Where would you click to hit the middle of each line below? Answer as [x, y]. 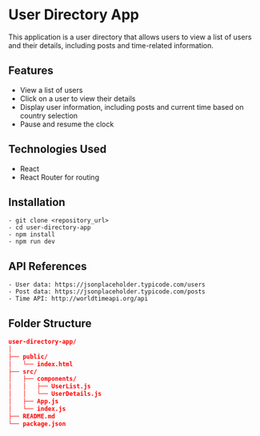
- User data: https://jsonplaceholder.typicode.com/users [107, 285]
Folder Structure [50, 323]
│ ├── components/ [43, 379]
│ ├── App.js [34, 402]
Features [31, 71]
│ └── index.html [41, 364]
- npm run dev [32, 242]
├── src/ [23, 371]
